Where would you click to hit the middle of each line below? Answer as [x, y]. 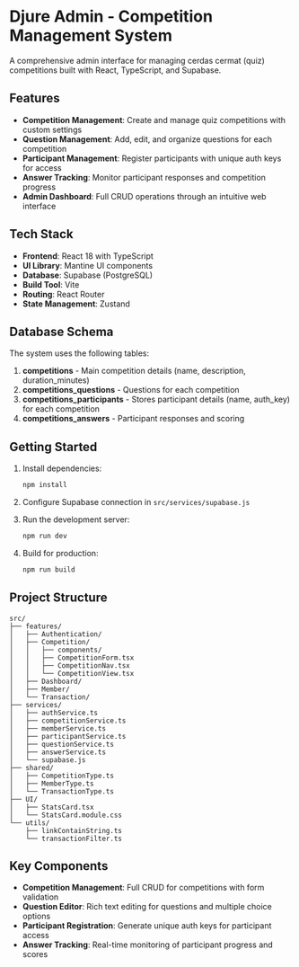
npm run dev [44, 537]
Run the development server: [76, 519]
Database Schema [62, 331]
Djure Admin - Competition [111, 17]
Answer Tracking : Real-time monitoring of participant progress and [148, 945]
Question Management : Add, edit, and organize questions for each [147, 139]
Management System [91, 35]
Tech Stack [41, 234]
